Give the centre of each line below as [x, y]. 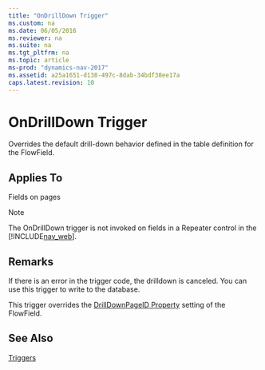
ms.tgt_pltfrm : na [39, 53]
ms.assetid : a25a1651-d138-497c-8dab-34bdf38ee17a [94, 75]
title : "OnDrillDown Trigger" [59, 16]
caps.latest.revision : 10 [51, 82]
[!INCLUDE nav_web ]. [43, 237]
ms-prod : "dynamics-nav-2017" [59, 68]
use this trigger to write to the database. [74, 289]
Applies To [36, 178]
